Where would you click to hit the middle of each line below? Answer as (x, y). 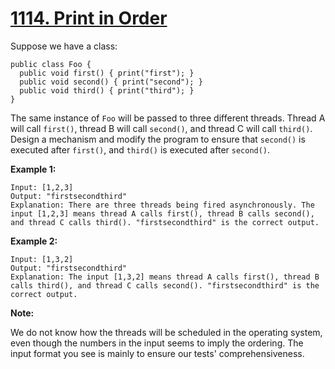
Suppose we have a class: (64, 46)
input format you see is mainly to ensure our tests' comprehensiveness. (157, 353)
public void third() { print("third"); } (107, 90)
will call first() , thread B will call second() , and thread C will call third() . (161, 128)
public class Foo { (51, 64)
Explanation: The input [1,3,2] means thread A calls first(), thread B (165, 277)
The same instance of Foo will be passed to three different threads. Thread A (168, 118)
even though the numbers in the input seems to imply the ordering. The (157, 343)
